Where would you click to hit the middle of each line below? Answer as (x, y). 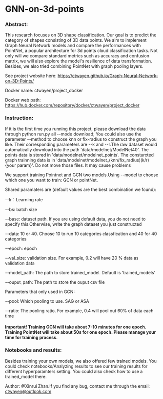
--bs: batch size (21, 209)
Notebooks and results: (33, 350)
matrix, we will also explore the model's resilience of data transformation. (79, 61)
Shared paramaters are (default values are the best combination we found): (81, 189)
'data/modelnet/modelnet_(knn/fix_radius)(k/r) (103, 160)
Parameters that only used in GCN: (40, 292)
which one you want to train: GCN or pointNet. (51, 180)
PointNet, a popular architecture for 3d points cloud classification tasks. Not (81, 51)
